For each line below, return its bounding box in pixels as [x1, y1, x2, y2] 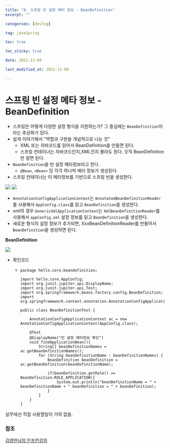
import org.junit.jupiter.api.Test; [20, 286, 98, 291]
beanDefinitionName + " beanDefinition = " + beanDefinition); [20, 384, 157, 389]
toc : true [5, 39, 26, 45]
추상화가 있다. [22, 130, 50, 136]
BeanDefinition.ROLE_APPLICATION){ [20, 375, 95, 380]
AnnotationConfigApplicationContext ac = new [29, 316, 127, 321]
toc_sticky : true [5, 49, 42, 54]
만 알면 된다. [20, 155, 45, 161]
